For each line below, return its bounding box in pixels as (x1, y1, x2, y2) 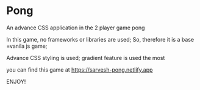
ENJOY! (6, 78, 26, 85)
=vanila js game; (6, 42, 48, 50)
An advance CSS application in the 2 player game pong (6, 24, 145, 31)
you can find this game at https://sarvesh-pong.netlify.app (6, 66, 153, 73)
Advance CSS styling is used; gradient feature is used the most (6, 54, 165, 61)
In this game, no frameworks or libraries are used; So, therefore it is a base (6, 36, 194, 43)
